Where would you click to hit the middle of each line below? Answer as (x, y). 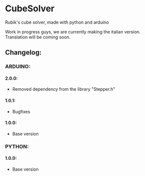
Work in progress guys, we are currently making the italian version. (73, 32)
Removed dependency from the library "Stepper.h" (64, 89)
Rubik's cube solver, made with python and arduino (57, 22)
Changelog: (23, 53)
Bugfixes (21, 111)
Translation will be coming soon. (38, 37)
